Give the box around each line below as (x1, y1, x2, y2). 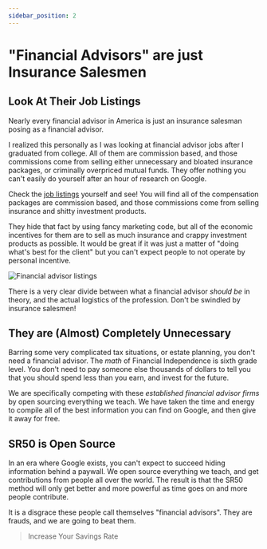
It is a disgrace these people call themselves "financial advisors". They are (8, 508, 253, 517)
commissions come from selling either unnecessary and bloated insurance (8, 156, 253, 166)
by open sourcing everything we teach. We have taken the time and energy (8, 397, 255, 407)
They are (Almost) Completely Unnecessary (8, 326, 231, 340)
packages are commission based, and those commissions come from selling (8, 197, 259, 207)
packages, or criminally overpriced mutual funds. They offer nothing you (8, 165, 246, 175)
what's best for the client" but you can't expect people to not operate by (8, 247, 245, 256)
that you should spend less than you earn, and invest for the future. (8, 373, 230, 383)
